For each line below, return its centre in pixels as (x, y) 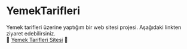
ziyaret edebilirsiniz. (31, 33)
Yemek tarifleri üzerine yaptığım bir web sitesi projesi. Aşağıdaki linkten (94, 27)
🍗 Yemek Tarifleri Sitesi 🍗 (37, 40)
